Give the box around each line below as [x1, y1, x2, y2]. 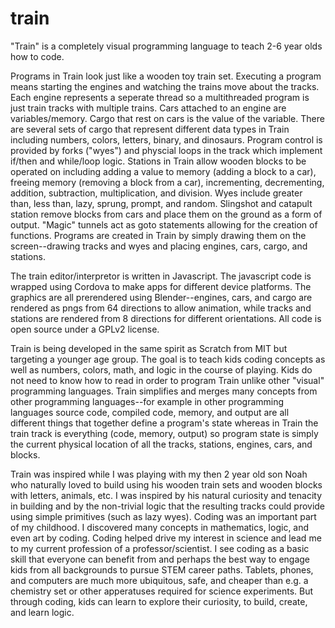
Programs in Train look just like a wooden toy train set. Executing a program [10, 70, 322, 82]
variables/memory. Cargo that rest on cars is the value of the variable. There [10, 112, 325, 124]
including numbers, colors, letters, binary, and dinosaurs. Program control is [10, 133, 323, 146]
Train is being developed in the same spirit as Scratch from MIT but [10, 342, 288, 354]
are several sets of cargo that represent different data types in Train [10, 123, 290, 135]
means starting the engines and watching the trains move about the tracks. [10, 80, 320, 92]
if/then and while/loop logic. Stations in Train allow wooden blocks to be [10, 155, 307, 167]
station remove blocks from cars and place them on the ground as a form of [10, 208, 323, 220]
